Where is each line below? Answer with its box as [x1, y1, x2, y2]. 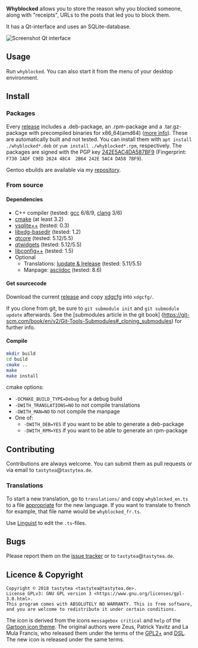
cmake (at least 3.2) [14, 215, 64, 223]
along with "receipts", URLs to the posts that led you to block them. [6, 11, 171, 19]
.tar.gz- [163, 122, 182, 130]
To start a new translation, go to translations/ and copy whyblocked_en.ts [6, 495, 188, 502]
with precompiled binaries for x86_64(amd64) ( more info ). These [29, 129, 188, 136]
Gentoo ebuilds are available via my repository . [6, 166, 121, 173]
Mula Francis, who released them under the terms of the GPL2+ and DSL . [6, 629, 186, 637]
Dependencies [6, 196, 43, 203]
